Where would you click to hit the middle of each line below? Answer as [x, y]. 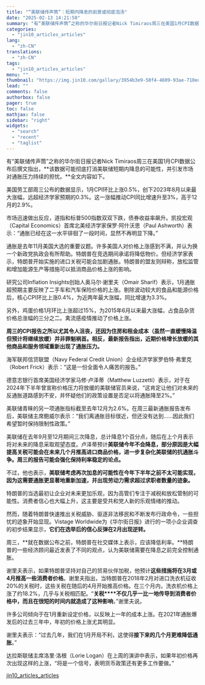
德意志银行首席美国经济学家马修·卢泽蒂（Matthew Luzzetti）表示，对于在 [98, 380]
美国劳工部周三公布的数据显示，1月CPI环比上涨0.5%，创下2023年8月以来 [99, 189]
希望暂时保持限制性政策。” [38, 424]
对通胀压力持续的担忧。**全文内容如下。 [57, 176]
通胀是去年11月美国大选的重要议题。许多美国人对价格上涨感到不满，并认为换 [102, 246]
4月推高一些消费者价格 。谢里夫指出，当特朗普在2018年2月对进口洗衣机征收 [101, 578]
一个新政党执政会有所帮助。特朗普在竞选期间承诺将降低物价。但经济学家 [97, 253]
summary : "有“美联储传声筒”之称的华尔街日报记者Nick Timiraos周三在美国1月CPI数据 [103, 23]
